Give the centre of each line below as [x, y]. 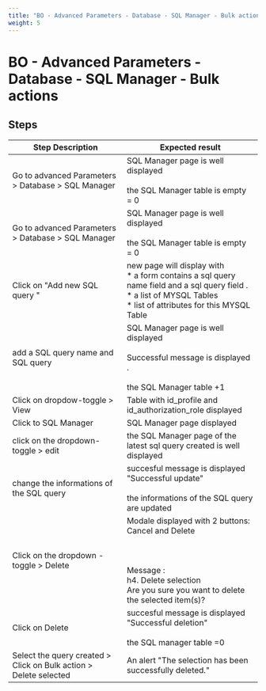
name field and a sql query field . [187, 285]
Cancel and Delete [161, 530]
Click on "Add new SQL [55, 285]
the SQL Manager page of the [182, 435]
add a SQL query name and [63, 352]
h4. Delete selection [163, 580]
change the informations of [63, 483]
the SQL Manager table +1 [176, 387]
